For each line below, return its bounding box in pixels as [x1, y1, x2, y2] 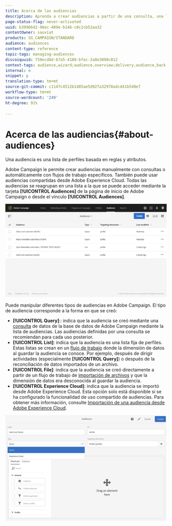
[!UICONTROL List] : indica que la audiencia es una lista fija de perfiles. [12, 340, 163, 346]
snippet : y [5, 73, 29, 79]
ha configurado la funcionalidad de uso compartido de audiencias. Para [12, 394, 164, 400]
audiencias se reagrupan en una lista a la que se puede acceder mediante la [5, 183, 166, 189]
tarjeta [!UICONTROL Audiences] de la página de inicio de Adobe [5, 188, 144, 195]
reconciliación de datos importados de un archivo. [12, 361, 119, 367]
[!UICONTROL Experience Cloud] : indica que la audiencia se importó [12, 383, 160, 389]
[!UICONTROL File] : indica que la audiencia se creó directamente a [12, 367, 155, 373]
